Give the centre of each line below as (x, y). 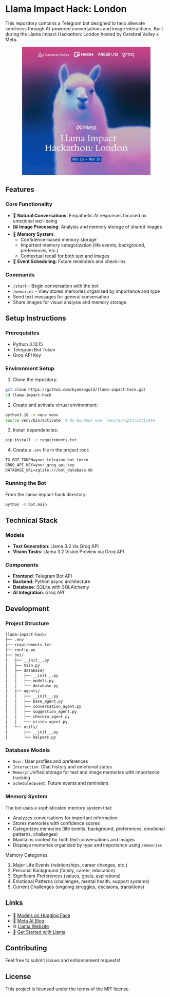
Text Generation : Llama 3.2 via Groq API (56, 546)
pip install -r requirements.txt (41, 440)
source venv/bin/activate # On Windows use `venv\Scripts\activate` (81, 420)
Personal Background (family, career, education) (64, 870)
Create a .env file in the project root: (51, 450)
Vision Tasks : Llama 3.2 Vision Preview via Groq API (68, 552)
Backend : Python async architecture (52, 581)
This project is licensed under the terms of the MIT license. (68, 989)
